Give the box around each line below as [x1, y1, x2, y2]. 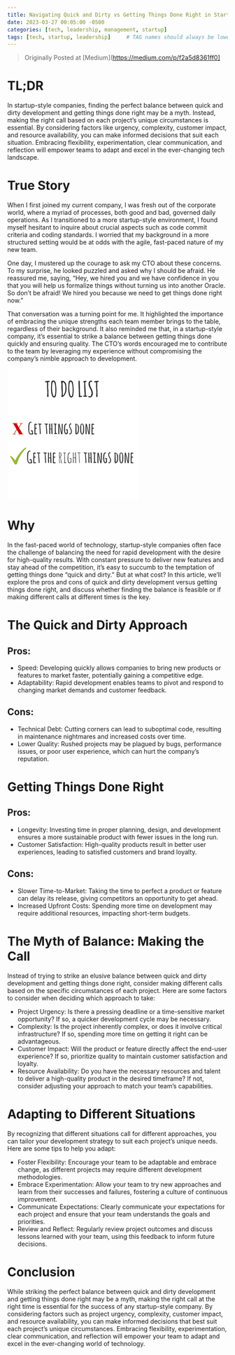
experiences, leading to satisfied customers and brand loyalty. [17, 848, 197, 856]
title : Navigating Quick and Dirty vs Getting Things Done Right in [7, 11, 211, 18]
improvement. [17, 1195, 58, 1203]
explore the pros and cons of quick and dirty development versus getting [7, 578, 218, 587]
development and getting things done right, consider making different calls [7, 978, 222, 987]
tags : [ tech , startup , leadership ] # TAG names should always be [7, 34, 215, 41]
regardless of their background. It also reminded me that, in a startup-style [7, 325, 222, 333]
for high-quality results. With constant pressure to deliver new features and [7, 556, 224, 564]
